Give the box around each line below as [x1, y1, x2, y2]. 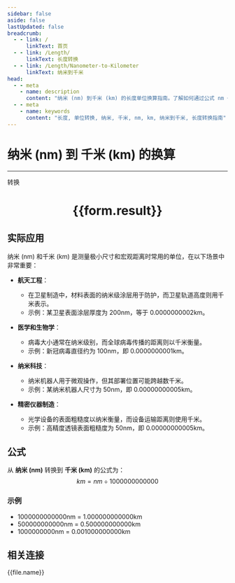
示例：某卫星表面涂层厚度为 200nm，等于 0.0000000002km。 [27, 308, 209, 316]
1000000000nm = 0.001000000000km [17, 527, 131, 535]
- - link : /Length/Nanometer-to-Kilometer [13, 62, 139, 69]
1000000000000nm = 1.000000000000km [17, 512, 143, 521]
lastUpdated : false [7, 23, 64, 30]
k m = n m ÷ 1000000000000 [76, 477, 159, 486]
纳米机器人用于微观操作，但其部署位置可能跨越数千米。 [27, 376, 187, 385]
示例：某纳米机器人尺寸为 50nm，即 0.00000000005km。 [27, 385, 197, 393]
